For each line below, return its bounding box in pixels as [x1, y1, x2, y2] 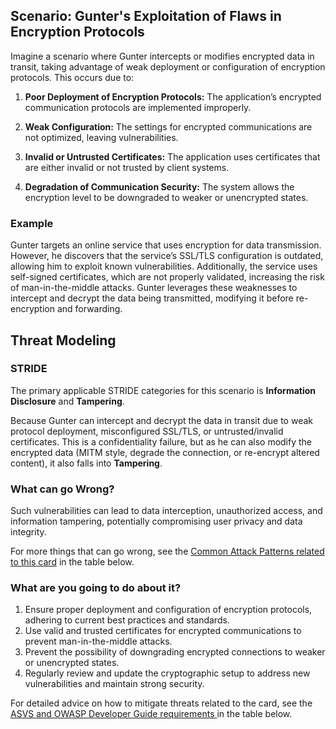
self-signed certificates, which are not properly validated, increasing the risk [10, 271, 325, 283]
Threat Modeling [10, 332, 117, 349]
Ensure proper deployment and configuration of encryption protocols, [24, 604, 313, 616]
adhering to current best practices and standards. [24, 614, 230, 626]
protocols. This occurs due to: [10, 71, 135, 83]
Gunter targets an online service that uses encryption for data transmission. [10, 239, 322, 251]
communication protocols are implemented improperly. [24, 101, 252, 113]
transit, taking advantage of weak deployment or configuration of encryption [10, 60, 326, 73]
